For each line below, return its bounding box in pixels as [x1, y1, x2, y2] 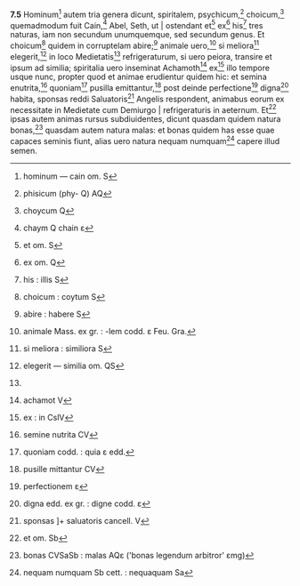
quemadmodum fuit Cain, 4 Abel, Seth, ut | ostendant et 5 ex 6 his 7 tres [10, 18, 264, 30]
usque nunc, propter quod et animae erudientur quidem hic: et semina [10, 71, 267, 83]
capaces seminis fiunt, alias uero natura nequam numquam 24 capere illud [10, 133, 280, 146]
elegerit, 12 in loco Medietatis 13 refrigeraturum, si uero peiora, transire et [10, 49, 272, 61]
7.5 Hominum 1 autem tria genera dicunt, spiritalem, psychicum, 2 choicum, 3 [10, 8, 285, 20]
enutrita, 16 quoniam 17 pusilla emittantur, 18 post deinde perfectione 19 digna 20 [10, 81, 289, 92]
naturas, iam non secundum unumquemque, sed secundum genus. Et [10, 29, 265, 40]
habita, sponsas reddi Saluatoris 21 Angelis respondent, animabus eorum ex [10, 92, 285, 104]
